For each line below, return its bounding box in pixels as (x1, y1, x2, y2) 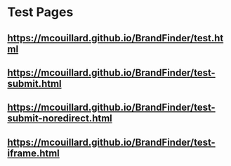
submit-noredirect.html (7, 113, 112, 125)
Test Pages (7, 4, 74, 20)
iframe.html (7, 147, 60, 159)
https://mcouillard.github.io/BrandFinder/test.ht (7, 32, 224, 44)
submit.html (7, 78, 62, 90)
